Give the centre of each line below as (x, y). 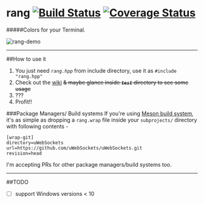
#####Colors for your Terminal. (46, 30)
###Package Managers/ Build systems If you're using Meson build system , (100, 113)
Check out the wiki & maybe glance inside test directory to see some (102, 82)
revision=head (24, 153)
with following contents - (37, 126)
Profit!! (23, 101)
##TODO (17, 182)
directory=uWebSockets (35, 142)
